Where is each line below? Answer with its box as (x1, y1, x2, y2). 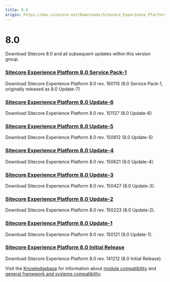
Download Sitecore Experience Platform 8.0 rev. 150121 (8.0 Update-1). (5, 231, 153, 237)
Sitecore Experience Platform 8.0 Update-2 (5, 195, 114, 202)
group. (5, 56, 19, 62)
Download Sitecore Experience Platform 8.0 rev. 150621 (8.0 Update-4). (5, 159, 155, 165)
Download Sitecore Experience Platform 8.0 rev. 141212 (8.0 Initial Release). (5, 255, 162, 262)
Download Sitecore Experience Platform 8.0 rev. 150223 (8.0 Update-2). (5, 207, 155, 213)
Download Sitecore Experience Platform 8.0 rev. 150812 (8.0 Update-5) (5, 134, 153, 140)
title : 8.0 (5, 7, 28, 13)
